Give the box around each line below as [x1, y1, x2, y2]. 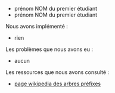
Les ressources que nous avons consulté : [5, 69, 110, 76]
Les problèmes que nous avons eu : [5, 46, 94, 53]
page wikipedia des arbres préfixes [14, 80, 101, 87]
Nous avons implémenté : [5, 23, 68, 30]
